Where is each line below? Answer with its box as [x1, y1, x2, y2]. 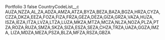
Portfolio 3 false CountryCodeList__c [5, 4, 80, 9]
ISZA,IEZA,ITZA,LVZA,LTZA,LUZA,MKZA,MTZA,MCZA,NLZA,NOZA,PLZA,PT [5, 20, 159, 25]
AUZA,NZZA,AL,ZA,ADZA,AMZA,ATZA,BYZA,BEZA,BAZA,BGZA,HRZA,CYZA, [5, 9, 161, 15]
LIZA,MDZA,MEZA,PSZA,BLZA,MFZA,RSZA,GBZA [10, 30, 111, 35]
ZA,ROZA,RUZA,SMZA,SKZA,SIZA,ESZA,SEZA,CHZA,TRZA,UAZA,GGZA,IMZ [5, 24, 159, 30]
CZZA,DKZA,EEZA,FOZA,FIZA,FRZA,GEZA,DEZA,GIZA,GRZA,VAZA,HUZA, [5, 14, 154, 20]
